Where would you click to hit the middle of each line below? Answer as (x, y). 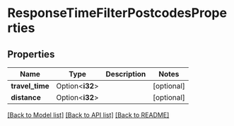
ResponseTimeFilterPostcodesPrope (117, 13)
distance (26, 97)
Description (126, 74)
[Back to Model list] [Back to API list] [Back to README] (88, 115)
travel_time (30, 86)
